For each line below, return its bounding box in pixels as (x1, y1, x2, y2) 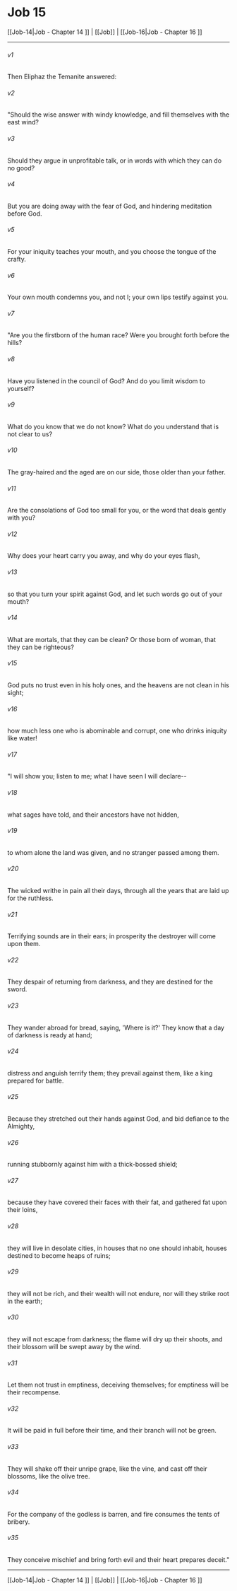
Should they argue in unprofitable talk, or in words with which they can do (7, 156, 222, 165)
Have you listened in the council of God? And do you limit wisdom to (7, 376, 206, 385)
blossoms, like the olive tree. (7, 1471, 90, 1480)
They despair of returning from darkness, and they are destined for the (7, 977, 214, 986)
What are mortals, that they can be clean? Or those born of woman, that (7, 635, 217, 643)
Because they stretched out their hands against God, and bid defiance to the (7, 1114, 230, 1123)
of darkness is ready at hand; (7, 1030, 93, 1039)
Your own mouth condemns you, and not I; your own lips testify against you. (7, 293, 229, 301)
